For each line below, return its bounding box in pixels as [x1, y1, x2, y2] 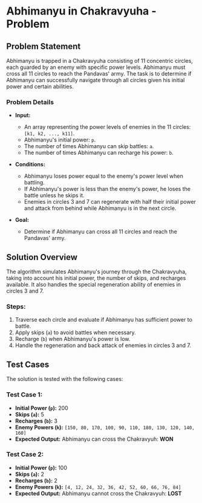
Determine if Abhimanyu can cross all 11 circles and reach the [24, 228, 177, 235]
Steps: [6, 302, 26, 311]
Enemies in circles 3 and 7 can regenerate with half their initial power [24, 198, 197, 206]
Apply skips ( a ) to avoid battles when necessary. [15, 329, 136, 336]
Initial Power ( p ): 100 [15, 464, 68, 471]
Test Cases [6, 359, 50, 369]
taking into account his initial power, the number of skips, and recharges [6, 274, 186, 282]
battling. [24, 179, 45, 186]
